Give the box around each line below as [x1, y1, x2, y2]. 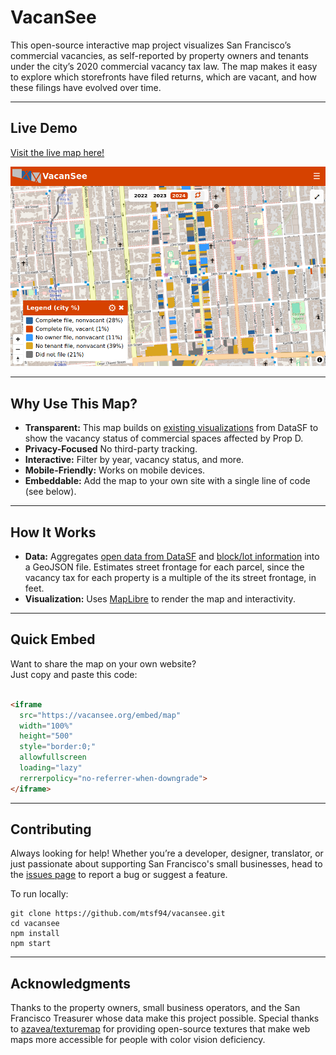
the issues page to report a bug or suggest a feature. [10, 869, 228, 881]
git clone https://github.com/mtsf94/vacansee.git [10, 909, 226, 919]
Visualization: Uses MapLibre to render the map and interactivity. [24, 593, 296, 605]
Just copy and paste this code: [10, 668, 138, 680]
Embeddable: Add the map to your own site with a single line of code [24, 475, 311, 487]
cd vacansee [10, 919, 60, 929]
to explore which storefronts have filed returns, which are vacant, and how [10, 71, 317, 83]
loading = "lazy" [19, 763, 83, 773]
